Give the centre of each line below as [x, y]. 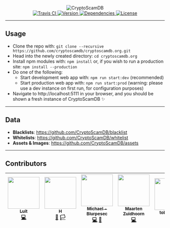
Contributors [26, 164]
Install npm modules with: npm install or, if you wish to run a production [88, 61]
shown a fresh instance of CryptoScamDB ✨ [59, 99]
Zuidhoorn [134, 214]
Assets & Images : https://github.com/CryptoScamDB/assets [75, 143]
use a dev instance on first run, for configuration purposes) [82, 88]
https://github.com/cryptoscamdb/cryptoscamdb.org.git [72, 51]
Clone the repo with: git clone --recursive [58, 46]
